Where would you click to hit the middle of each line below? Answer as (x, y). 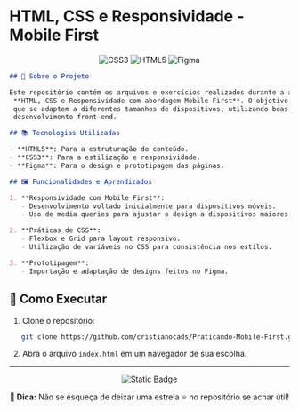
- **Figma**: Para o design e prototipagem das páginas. (117, 165)
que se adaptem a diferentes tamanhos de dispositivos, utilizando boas (151, 109)
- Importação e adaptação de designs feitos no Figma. (125, 271)
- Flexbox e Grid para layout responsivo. (101, 239)
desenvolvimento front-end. (65, 117)
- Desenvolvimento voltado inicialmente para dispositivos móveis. (149, 206)
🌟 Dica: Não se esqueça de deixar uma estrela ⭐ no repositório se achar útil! (149, 397)
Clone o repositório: (58, 320)
